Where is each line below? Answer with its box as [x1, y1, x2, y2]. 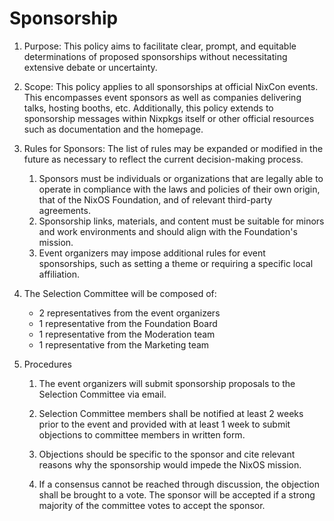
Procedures [23, 358, 72, 370]
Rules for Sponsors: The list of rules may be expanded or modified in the [23, 142, 324, 154]
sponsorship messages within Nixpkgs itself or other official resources [23, 112, 315, 124]
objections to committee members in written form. [38, 428, 246, 441]
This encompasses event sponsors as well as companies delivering [23, 91, 302, 103]
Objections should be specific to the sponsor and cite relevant [38, 448, 296, 460]
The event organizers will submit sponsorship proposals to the [38, 377, 296, 389]
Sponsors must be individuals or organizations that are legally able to [38, 172, 324, 184]
